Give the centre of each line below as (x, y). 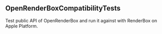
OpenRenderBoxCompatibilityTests (63, 8)
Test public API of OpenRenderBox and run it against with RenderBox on (81, 20)
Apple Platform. (22, 26)
